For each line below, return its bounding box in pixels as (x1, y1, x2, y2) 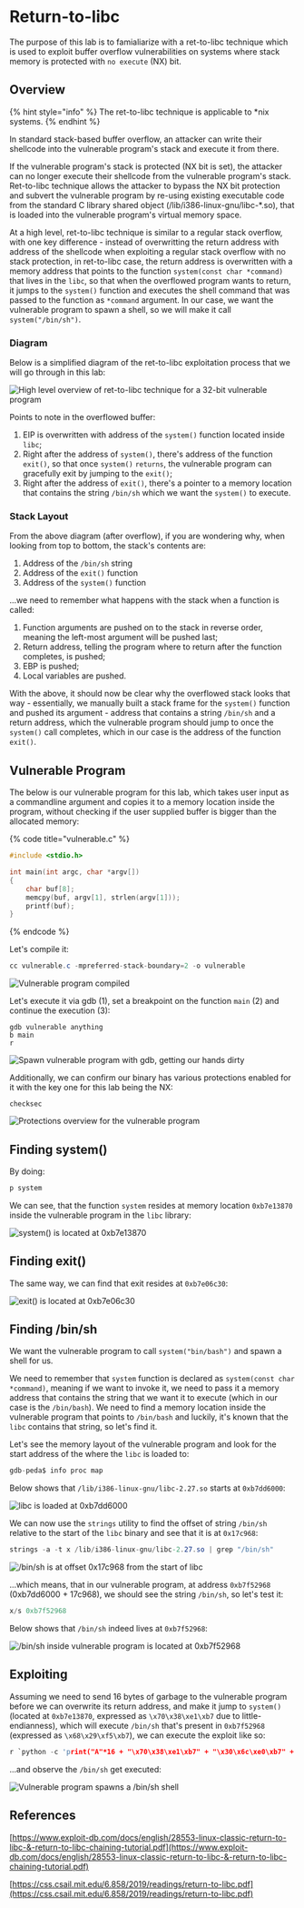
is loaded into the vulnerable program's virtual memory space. (9, 209, 242, 220)
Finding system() (9, 1141, 108, 1157)
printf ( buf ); (25, 901, 75, 910)
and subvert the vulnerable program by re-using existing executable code (9, 189, 285, 201)
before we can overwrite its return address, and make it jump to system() (9, 1701, 282, 1712)
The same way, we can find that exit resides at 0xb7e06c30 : (9, 1278, 229, 1289)
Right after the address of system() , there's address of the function (22, 448, 273, 460)
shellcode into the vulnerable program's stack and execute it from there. (9, 143, 279, 154)
